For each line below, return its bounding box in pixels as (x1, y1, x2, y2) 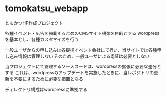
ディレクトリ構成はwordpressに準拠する (5, 86, 88, 92)
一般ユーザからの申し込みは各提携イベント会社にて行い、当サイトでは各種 (5, 47, 157, 53)
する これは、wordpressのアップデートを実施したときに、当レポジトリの (5, 69, 154, 75)
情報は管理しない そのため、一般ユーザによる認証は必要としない (18, 53, 150, 59)
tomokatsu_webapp (5, 3, 88, 14)
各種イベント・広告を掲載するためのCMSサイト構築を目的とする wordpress (5, 30, 160, 36)
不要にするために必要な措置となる (13, 76, 83, 82)
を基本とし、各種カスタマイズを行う (5, 36, 79, 42)
